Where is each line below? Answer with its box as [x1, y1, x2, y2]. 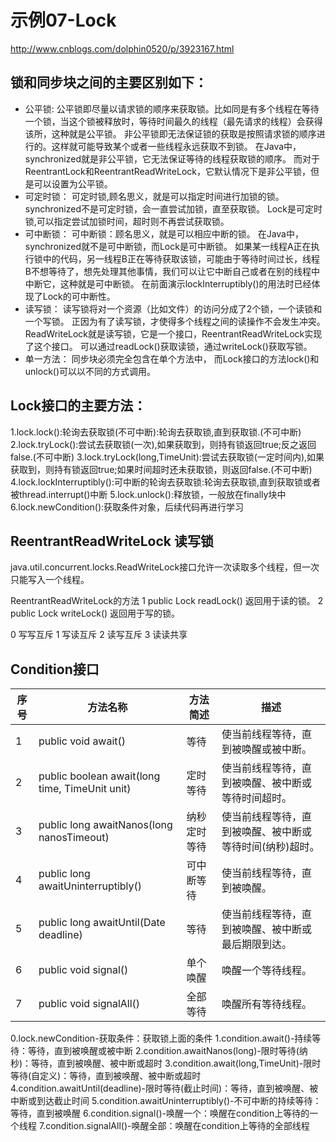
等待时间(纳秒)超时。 [221, 840, 320, 854]
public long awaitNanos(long [38, 818, 173, 832]
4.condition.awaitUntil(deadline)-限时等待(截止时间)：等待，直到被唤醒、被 [10, 1082, 319, 1095]
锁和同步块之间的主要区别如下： [10, 74, 208, 91]
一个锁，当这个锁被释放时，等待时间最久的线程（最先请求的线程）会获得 [24, 115, 323, 127]
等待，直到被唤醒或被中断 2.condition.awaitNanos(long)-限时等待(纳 [27, 1045, 308, 1057]
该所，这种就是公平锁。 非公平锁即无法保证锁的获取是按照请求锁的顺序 [24, 127, 317, 140]
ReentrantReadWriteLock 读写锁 [10, 532, 214, 550]
